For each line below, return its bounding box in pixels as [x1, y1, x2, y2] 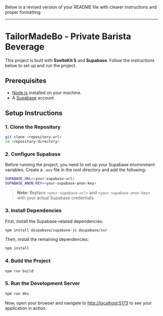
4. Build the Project [5, 257, 51, 264]
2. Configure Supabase [5, 151, 61, 158]
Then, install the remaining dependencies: [5, 237, 89, 242]
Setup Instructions [5, 109, 63, 118]
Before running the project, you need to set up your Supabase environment [5, 162, 155, 168]
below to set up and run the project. [5, 62, 77, 68]
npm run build [5, 268, 34, 274]
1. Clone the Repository [5, 124, 61, 131]
